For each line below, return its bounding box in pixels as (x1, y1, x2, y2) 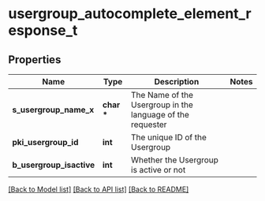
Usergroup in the (131, 99, 193, 110)
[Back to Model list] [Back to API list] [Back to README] (8, 184, 189, 194)
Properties (8, 53, 62, 66)
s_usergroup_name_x (12, 104, 95, 115)
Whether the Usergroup (131, 154, 219, 166)
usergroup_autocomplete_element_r (8, 5, 252, 23)
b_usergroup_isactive (12, 159, 95, 170)
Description (154, 76, 200, 87)
